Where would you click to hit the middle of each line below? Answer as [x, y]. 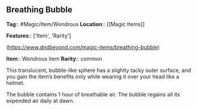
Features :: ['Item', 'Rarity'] [39, 36]
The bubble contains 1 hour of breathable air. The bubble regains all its [93, 94]
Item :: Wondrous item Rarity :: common [54, 58]
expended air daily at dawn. [40, 100]
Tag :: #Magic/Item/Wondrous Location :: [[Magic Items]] [75, 24]
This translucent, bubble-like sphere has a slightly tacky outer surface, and [99, 70]
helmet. [16, 83]
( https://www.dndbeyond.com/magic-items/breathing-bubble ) [83, 47]
